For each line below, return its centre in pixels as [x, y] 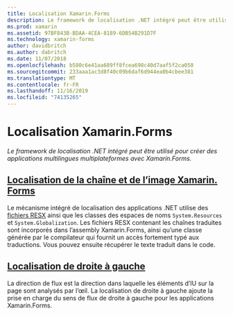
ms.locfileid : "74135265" [44, 98]
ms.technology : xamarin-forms [51, 40]
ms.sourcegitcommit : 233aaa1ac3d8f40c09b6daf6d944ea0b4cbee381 [101, 71]
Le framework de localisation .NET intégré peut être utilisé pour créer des [112, 151]
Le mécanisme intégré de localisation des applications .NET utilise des [108, 207]
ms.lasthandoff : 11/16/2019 [48, 91]
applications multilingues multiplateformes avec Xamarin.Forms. [100, 158]
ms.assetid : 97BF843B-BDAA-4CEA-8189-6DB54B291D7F [82, 33]
